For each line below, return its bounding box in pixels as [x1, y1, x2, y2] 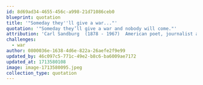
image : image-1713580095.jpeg [6, 64, 83, 71]
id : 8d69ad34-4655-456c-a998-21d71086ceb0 [6, 8, 115, 15]
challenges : [6, 37, 36, 42]
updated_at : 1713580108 [6, 59, 66, 65]
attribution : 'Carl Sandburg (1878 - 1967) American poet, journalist [6, 31, 193, 37]
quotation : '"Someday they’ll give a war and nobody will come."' [6, 25, 177, 32]
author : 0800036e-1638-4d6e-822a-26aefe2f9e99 [6, 48, 126, 54]
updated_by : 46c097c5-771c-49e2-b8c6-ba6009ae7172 [6, 53, 137, 59]
